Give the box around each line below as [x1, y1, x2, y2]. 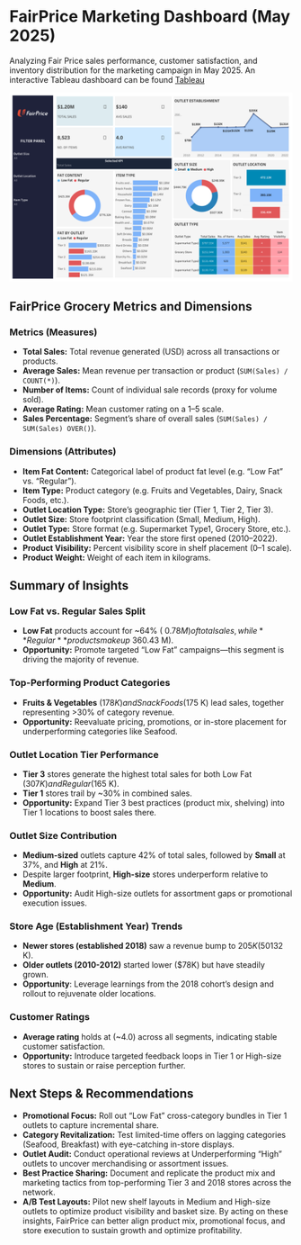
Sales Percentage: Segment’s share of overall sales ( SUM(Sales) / [22, 413, 268, 424]
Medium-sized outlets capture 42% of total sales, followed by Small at [22, 850, 286, 861]
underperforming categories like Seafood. [22, 726, 178, 736]
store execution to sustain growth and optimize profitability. [22, 1224, 243, 1235]
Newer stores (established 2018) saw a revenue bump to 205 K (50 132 [22, 941, 284, 952]
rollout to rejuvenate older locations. [22, 988, 156, 999]
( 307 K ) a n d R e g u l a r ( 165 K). [22, 778, 120, 789]
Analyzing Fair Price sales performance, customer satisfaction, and [9, 55, 258, 66]
